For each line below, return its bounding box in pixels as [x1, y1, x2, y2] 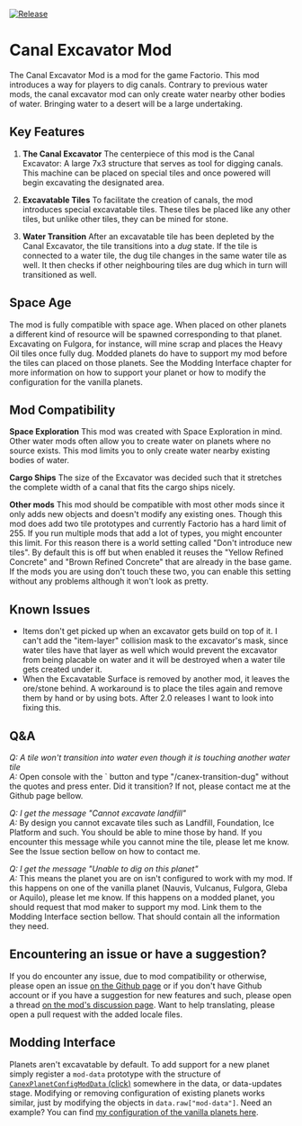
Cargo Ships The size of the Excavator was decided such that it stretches [9, 472, 282, 483]
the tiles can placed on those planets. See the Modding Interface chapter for [9, 357, 292, 368]
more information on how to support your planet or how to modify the [9, 367, 267, 378]
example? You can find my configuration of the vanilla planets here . [9, 1106, 259, 1117]
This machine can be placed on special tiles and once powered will [22, 167, 271, 178]
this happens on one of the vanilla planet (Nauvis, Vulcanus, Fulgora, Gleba [9, 882, 288, 893]
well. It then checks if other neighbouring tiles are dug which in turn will [22, 259, 288, 270]
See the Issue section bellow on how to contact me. [9, 846, 200, 856]
